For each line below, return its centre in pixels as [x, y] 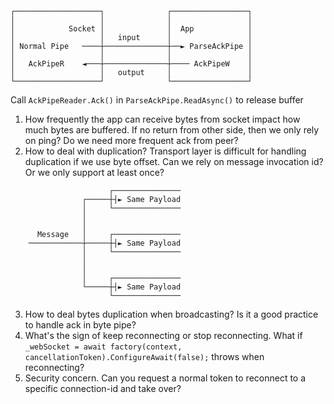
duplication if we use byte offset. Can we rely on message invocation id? [174, 161]
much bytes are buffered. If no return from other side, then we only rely [172, 130]
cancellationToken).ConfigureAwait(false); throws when [144, 356]
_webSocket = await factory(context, [103, 347]
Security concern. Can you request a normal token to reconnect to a [165, 378]
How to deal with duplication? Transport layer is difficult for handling [165, 151]
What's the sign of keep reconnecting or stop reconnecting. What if [163, 335]
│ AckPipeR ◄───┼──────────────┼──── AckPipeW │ [131, 64]
